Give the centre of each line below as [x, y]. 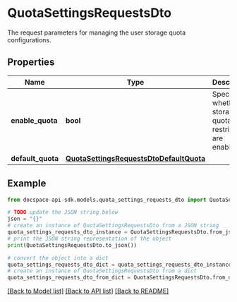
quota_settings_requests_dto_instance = [68, 232]
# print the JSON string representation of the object [90, 238]
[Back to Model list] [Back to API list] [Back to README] [88, 291]
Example [27, 184]
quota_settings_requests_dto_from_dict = [69, 278]
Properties [31, 62]
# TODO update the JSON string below [63, 212]
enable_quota [34, 120]
